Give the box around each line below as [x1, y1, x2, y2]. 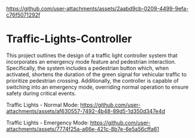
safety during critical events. [6, 89, 76, 97]
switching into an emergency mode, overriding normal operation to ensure [6, 83, 189, 90]
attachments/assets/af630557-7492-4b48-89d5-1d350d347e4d [6, 107, 165, 115]
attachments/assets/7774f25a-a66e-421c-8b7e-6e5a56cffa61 [6, 125, 159, 133]
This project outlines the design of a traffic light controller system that [6, 52, 178, 59]
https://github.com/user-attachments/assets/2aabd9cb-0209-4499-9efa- [6, 5, 189, 12]
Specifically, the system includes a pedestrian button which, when [6, 64, 169, 71]
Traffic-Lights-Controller [6, 32, 132, 46]
